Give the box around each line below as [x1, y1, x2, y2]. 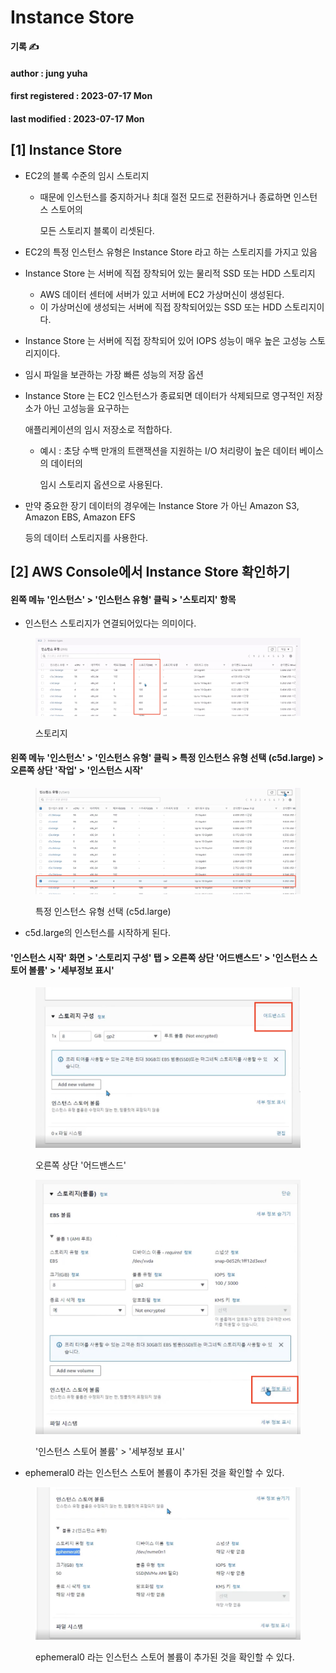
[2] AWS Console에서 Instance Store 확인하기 [10, 563, 291, 580]
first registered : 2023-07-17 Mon [10, 90, 153, 102]
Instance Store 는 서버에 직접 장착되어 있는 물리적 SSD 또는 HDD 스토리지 [24, 267, 316, 279]
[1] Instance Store [10, 142, 123, 159]
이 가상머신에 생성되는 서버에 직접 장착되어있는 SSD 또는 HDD [39, 301, 283, 313]
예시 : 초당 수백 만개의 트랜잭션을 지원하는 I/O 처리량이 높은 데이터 [39, 444, 298, 456]
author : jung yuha [10, 67, 88, 79]
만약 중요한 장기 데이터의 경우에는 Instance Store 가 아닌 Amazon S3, [24, 499, 300, 511]
